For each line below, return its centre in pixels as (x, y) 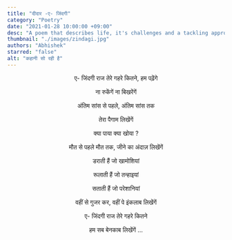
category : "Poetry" (35, 20)
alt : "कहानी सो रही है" (35, 59)
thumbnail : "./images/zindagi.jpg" (58, 39)
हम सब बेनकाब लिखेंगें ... (116, 230)
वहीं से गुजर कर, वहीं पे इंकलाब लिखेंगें (116, 202)
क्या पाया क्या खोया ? (116, 133)
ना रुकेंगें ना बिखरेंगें (116, 92)
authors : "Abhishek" (37, 46)
